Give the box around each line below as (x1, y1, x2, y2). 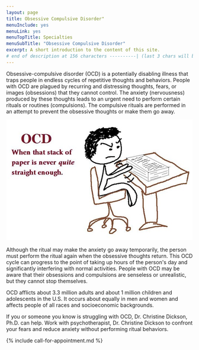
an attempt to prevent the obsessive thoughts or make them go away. (6, 108, 176, 115)
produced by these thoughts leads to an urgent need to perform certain (6, 95, 181, 102)
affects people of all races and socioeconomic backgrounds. (6, 302, 154, 309)
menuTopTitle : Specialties (6, 34, 73, 41)
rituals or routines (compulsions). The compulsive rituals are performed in (6, 101, 186, 109)
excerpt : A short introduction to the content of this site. (6, 47, 161, 53)
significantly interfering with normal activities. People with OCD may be (6, 265, 180, 272)
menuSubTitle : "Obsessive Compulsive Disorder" (6, 41, 126, 47)
